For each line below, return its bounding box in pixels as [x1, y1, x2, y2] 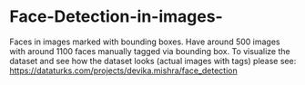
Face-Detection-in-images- [9, 6, 223, 27]
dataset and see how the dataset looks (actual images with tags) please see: [9, 55, 297, 66]
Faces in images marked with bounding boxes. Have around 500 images [9, 36, 280, 47]
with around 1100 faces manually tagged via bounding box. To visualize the [9, 45, 290, 56]
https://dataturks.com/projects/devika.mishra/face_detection [9, 65, 239, 76]
